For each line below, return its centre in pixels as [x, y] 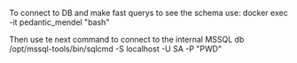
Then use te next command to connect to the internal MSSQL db [127, 39]
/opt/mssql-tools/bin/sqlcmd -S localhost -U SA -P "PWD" [116, 49]
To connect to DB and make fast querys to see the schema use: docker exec [148, 13]
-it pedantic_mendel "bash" [59, 22]
